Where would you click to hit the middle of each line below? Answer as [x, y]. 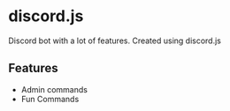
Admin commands [54, 89]
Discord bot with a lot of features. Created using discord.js [115, 41]
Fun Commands [50, 99]
